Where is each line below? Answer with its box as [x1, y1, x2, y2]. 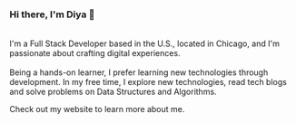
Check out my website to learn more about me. [9, 104, 185, 115]
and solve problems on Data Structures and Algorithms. [9, 86, 217, 98]
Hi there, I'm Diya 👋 [9, 8, 95, 21]
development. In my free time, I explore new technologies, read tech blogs [9, 77, 288, 88]
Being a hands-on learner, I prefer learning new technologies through [9, 67, 269, 78]
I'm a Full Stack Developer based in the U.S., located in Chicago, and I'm [9, 38, 280, 49]
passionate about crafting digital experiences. [9, 48, 181, 59]
